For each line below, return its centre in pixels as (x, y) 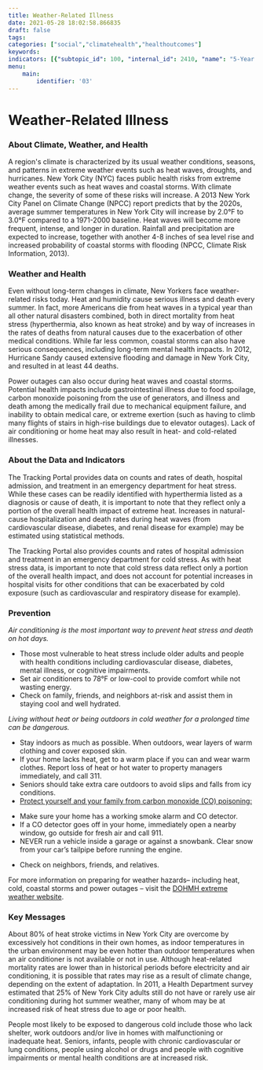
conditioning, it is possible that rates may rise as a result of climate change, (130, 976)
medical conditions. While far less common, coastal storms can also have (127, 341)
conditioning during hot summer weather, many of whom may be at (117, 1001)
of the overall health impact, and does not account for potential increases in (131, 576)
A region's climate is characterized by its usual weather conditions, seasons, (132, 161)
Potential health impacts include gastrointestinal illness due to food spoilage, (132, 390)
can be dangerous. (39, 727)
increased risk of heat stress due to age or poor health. (97, 1010)
